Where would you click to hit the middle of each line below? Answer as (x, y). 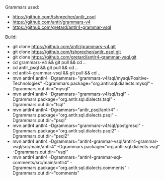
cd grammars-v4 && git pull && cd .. (49, 62)
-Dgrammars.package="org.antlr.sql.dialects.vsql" (108, 147)
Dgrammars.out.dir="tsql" (39, 104)
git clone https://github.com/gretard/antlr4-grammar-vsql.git (74, 57)
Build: (11, 37)
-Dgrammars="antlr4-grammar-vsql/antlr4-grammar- (104, 141)
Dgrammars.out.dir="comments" (46, 173)
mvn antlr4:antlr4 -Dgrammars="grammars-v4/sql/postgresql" (76, 125)
